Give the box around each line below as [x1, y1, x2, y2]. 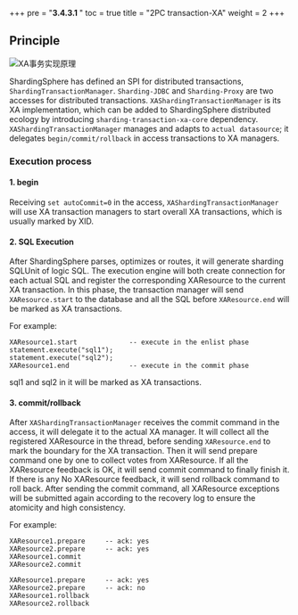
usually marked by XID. [9, 216, 95, 226]
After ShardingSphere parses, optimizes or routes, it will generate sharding [9, 256, 284, 266]
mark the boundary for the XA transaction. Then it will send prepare [9, 446, 258, 456]
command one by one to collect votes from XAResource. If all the [9, 455, 249, 466]
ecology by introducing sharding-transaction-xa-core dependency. [9, 113, 259, 124]
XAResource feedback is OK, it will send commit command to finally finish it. [9, 464, 290, 475]
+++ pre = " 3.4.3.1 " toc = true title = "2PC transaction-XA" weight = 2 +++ [9, 8, 286, 18]
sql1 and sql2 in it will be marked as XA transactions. [9, 377, 203, 388]
